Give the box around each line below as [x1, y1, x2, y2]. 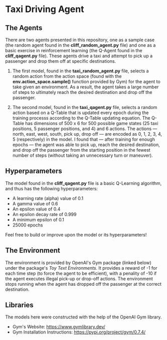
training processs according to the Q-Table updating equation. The [12, 115, 150, 121]
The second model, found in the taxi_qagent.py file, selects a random [12, 104, 157, 110]
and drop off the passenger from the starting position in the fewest [12, 147, 150, 153]
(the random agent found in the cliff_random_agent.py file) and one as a [5, 42, 156, 48]
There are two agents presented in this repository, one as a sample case [5, 37, 154, 43]
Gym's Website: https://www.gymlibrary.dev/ [12, 324, 105, 330]
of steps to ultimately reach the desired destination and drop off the [12, 89, 152, 95]
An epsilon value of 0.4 [12, 206, 61, 212]
